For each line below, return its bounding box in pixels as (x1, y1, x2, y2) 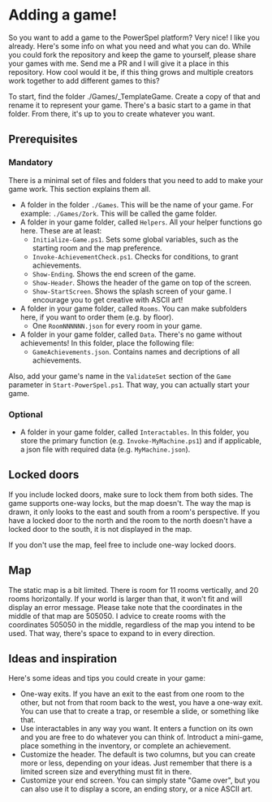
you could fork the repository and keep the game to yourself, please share (8, 50, 257, 59)
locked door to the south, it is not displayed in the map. (8, 524, 192, 534)
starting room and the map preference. (32, 242, 162, 253)
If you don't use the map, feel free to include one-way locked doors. (8, 539, 237, 550)
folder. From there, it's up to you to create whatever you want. (8, 108, 215, 119)
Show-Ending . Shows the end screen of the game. (32, 268, 196, 278)
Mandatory (8, 157, 54, 168)
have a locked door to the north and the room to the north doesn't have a (8, 515, 253, 525)
